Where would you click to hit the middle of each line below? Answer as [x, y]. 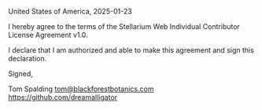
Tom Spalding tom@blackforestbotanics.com [81, 89]
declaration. [28, 59]
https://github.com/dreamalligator [63, 97]
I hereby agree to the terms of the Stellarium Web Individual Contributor [124, 26]
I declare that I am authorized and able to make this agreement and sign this [131, 50]
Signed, [20, 73]
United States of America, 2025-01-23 [70, 11]
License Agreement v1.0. [48, 35]
